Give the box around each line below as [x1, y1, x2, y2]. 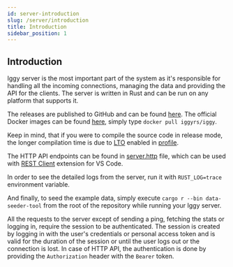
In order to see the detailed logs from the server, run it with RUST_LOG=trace [7, 173, 222, 182]
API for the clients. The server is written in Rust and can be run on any [7, 89, 209, 98]
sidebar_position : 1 [7, 29, 68, 37]
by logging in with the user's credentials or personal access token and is [7, 230, 216, 238]
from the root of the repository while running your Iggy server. [43, 201, 222, 210]
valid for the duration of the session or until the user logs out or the [7, 237, 200, 245]
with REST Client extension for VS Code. [7, 159, 123, 168]
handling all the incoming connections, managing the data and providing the [7, 82, 225, 90]
